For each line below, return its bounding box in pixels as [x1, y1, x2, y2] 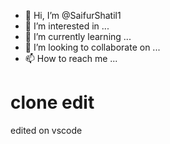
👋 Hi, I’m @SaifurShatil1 [24, 10, 122, 21]
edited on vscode [10, 124, 83, 136]
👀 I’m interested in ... [24, 20, 110, 32]
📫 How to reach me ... [24, 53, 118, 64]
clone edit [10, 91, 95, 114]
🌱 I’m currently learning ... [24, 31, 132, 42]
